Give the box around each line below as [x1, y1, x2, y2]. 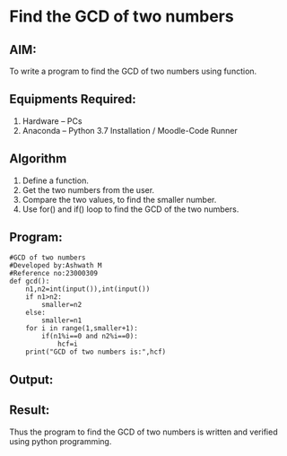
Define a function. [22, 175, 90, 186]
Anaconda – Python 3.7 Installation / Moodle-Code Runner [22, 125, 238, 136]
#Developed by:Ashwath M [9, 261, 102, 270]
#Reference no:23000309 [9, 269, 99, 278]
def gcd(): [9, 276, 50, 286]
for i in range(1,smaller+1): [25, 324, 139, 333]
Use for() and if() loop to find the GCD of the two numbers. [22, 204, 239, 215]
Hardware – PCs [22, 115, 83, 127]
